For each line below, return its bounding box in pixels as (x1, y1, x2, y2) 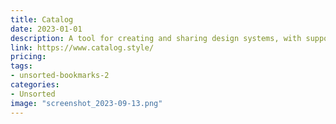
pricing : (10, 52, 47, 62)
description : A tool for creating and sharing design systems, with (10, 33, 302, 43)
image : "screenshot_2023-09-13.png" (10, 98, 163, 108)
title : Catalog (10, 14, 74, 25)
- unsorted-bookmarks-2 (10, 71, 110, 81)
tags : (10, 61, 33, 71)
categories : (10, 80, 60, 90)
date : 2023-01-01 (10, 24, 83, 34)
